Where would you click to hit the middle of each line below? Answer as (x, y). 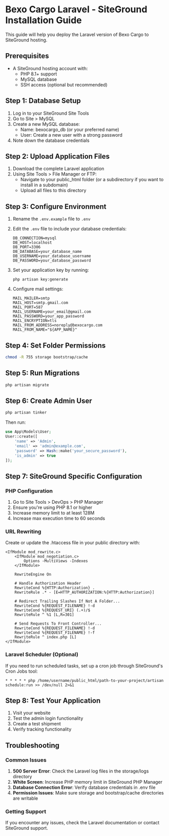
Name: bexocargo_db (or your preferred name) (70, 130)
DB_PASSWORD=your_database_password (52, 261)
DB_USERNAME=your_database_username (52, 256)
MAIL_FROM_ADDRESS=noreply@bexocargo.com (57, 325)
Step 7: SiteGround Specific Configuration (74, 476)
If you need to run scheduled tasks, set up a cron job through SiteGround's (84, 666)
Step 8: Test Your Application (53, 701)
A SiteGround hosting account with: (50, 68)
